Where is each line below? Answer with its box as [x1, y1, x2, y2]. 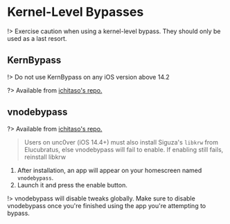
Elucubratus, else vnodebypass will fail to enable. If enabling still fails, [24, 145, 224, 153]
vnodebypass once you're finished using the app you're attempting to [7, 201, 206, 209]
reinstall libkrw [24, 153, 67, 161]
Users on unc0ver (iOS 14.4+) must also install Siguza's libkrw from [24, 138, 218, 146]
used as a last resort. [7, 34, 67, 42]
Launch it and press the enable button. [17, 180, 128, 189]
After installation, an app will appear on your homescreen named [17, 166, 202, 174]
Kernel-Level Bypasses [7, 4, 144, 20]
